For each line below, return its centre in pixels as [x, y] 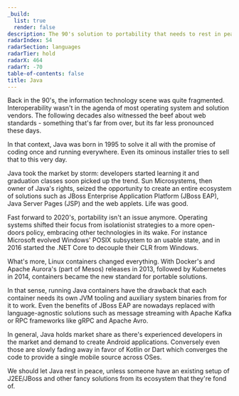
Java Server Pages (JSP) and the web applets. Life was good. [98, 204]
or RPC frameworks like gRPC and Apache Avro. [78, 321]
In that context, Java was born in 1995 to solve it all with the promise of [111, 145]
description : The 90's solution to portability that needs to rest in [114, 34]
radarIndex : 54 [30, 41]
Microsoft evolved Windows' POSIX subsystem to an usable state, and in [114, 240]
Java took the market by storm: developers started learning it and [103, 173]
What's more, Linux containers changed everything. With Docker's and [111, 261]
